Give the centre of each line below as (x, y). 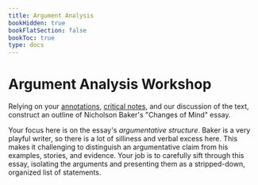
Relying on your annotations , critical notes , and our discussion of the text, (129, 106)
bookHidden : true (37, 23)
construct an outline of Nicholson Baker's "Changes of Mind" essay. (119, 115)
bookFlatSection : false (48, 30)
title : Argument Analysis (51, 15)
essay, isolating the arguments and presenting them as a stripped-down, (127, 164)
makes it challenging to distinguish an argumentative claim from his (118, 147)
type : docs (26, 45)
